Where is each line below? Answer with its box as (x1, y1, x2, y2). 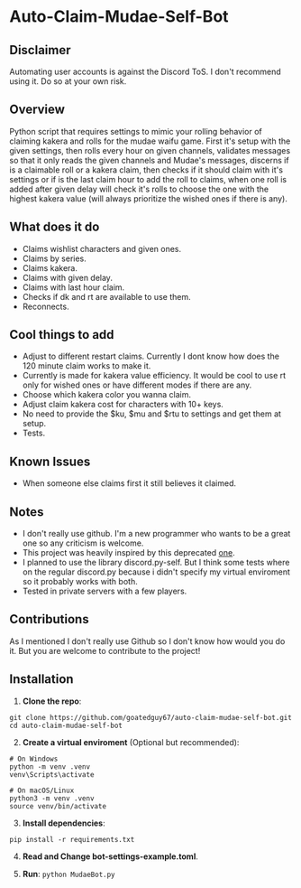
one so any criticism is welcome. (22, 537, 144, 548)
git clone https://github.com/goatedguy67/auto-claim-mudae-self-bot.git (9, 713, 293, 722)
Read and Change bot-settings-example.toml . (22, 851, 198, 862)
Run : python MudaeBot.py (22, 868, 115, 879)
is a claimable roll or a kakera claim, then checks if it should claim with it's (9, 164, 284, 175)
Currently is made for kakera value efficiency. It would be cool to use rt (22, 370, 287, 381)
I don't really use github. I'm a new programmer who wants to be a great (22, 528, 291, 539)
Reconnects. (22, 301, 69, 312)
